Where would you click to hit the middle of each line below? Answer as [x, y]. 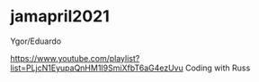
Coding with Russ [218, 68]
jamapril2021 [60, 16]
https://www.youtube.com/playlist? [75, 58]
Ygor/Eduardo [36, 41]
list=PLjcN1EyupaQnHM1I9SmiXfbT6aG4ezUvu [97, 68]
